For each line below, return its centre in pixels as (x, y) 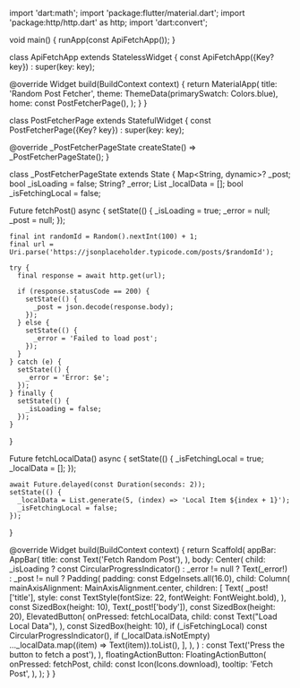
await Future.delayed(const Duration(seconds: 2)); (107, 485)
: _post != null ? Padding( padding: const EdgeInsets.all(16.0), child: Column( (150, 578)
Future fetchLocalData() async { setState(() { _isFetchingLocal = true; (137, 459)
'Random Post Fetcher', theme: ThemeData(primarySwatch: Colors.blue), (144, 94)
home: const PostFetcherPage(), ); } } (78, 103)
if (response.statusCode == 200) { (84, 291)
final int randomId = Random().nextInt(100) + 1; (104, 236)
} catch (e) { (36, 362)
